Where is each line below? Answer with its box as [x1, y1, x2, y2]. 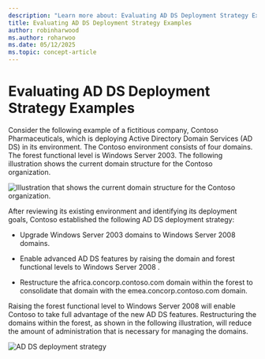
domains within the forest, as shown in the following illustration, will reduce [8, 318, 252, 327]
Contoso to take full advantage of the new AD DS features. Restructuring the [8, 309, 257, 319]
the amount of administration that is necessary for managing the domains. [8, 326, 248, 336]
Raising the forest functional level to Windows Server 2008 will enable [8, 301, 237, 311]
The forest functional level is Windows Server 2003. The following [8, 150, 223, 160]
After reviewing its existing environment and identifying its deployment [8, 206, 237, 216]
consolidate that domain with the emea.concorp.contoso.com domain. [19, 285, 248, 295]
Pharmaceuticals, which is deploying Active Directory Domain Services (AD [8, 134, 253, 143]
